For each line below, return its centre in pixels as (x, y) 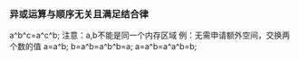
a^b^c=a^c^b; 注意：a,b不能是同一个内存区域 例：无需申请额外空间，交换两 (150, 35)
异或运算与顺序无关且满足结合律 (79, 13)
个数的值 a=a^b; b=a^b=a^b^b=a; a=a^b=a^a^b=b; (103, 47)
